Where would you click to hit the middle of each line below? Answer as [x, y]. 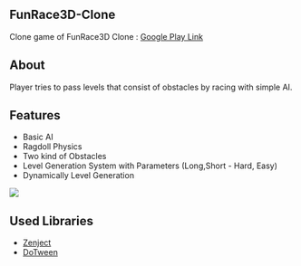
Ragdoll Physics [52, 147]
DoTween [40, 252]
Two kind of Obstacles [64, 157]
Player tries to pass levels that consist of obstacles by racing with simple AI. [151, 87]
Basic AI [38, 137]
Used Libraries [51, 221]
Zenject [37, 242]
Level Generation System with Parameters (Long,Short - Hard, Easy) [150, 166]
